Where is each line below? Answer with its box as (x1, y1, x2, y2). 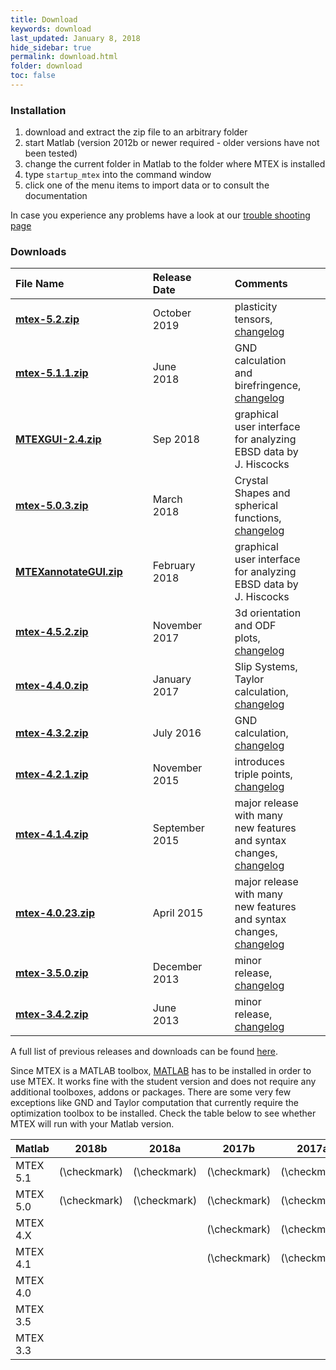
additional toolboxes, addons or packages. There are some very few (10, 1086, 292, 1098)
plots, (234, 631, 261, 645)
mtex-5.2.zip (15, 312, 80, 326)
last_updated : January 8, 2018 (10, 33, 141, 43)
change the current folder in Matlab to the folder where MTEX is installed (24, 158, 326, 170)
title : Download (10, 14, 78, 25)
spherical (234, 499, 279, 513)
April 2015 (152, 906, 204, 920)
